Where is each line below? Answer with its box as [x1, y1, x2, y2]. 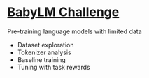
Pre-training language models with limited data [7, 27, 142, 36]
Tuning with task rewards [17, 63, 90, 71]
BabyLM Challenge [7, 4, 120, 20]
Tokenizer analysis [17, 48, 71, 56]
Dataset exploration [17, 40, 74, 49]
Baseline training [17, 55, 66, 63]
